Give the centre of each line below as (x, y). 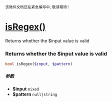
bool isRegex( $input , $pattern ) (39, 64)
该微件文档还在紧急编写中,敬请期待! (37, 7)
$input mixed (25, 89)
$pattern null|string (35, 94)
